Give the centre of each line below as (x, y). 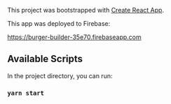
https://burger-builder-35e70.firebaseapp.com (74, 37)
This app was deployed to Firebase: (59, 23)
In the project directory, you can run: (60, 75)
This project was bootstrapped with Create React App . (86, 10)
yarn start (26, 93)
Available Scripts (45, 59)
